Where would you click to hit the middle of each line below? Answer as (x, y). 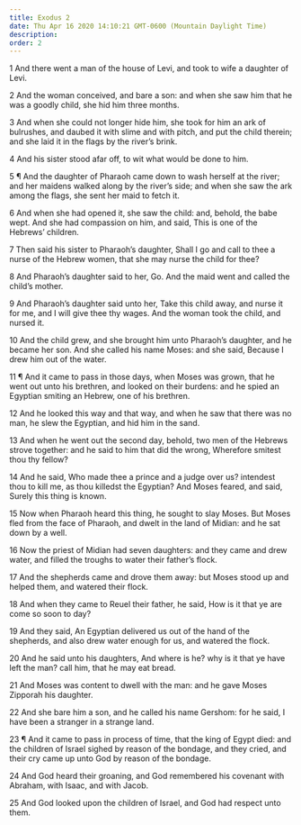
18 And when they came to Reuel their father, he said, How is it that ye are (146, 604)
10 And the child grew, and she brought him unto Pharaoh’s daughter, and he (150, 340)
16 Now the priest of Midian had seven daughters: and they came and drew (148, 550)
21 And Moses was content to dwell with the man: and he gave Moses (138, 685)
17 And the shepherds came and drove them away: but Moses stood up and (149, 577)
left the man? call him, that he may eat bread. (93, 668)
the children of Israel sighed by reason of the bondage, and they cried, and (148, 749)
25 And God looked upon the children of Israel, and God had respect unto (145, 803)
